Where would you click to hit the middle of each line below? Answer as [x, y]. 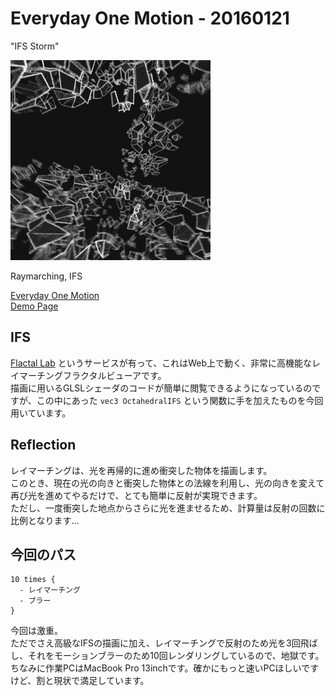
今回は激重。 [36, 631]
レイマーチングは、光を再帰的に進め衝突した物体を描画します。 [141, 470]
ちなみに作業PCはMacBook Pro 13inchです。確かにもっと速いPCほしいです [165, 668]
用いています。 [41, 413]
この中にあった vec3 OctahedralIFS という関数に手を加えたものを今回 [180, 400]
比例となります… [45, 520]
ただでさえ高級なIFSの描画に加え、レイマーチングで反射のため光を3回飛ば [164, 643]
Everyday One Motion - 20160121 [150, 18]
